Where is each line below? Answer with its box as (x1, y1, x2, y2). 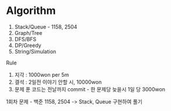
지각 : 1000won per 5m (14, 71, 69, 78)
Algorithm (6, 4, 56, 17)
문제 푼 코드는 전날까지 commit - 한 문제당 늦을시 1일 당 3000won (14, 85, 165, 92)
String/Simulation (14, 48, 57, 55)
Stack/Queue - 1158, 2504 (14, 23, 78, 30)
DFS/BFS (14, 35, 37, 42)
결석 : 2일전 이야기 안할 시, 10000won (14, 78, 102, 85)
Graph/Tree (14, 29, 43, 36)
